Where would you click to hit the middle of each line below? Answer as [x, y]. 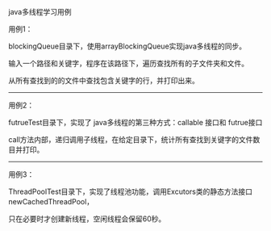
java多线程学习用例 [40, 12]
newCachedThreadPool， [51, 202]
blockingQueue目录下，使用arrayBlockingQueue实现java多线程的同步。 [127, 46]
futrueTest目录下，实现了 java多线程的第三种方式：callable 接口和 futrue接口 [135, 122]
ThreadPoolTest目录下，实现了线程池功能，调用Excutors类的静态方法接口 [130, 191]
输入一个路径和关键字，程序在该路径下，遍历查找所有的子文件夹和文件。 [128, 63]
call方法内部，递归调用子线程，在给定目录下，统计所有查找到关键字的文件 [131, 139]
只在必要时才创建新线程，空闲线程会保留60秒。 [87, 219]
